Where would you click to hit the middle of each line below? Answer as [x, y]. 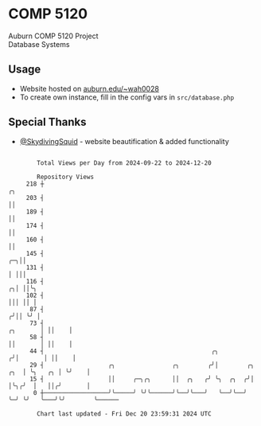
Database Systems [39, 44]
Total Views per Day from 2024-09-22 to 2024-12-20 [125, 163]
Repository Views [65, 177]
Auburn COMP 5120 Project [53, 36]
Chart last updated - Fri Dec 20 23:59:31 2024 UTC [125, 414]
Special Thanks [47, 122]
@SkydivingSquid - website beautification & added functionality [124, 141]
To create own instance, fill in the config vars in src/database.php [127, 97]
